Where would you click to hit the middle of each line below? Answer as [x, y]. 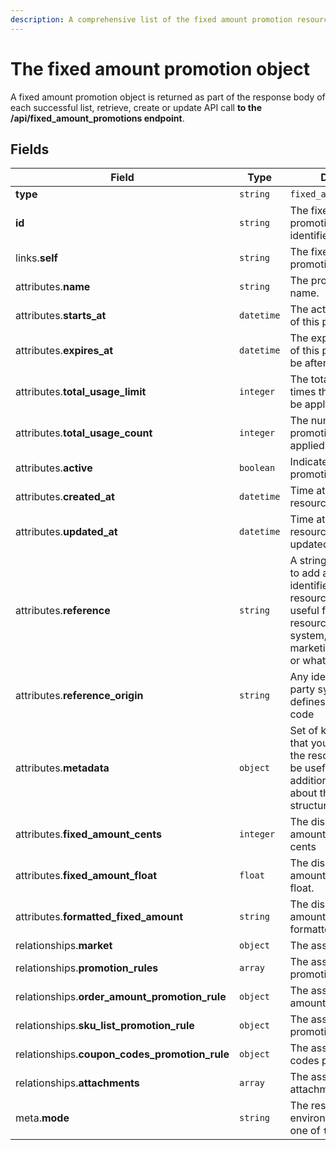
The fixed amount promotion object [160, 68]
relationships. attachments [77, 1083]
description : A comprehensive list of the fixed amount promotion [151, 19]
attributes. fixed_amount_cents [88, 834]
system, [308, 636]
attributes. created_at [65, 497]
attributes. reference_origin [79, 696]
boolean [257, 468]
